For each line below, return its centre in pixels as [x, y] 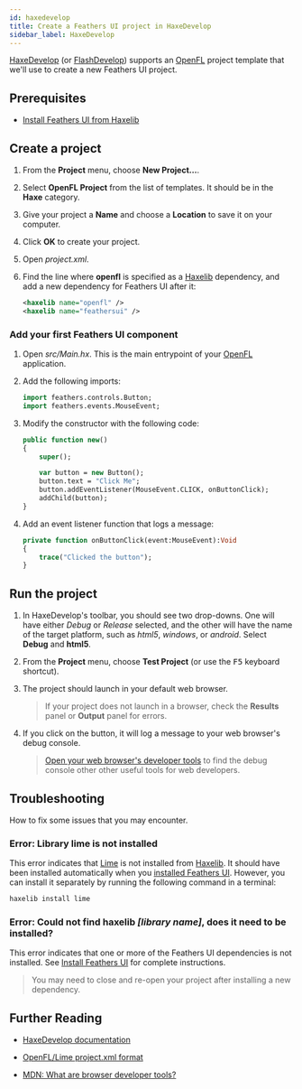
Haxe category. [51, 197]
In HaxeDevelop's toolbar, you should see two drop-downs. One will [148, 616]
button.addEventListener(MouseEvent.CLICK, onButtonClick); [154, 490]
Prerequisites [48, 98]
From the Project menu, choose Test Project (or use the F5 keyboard [151, 662]
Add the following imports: [72, 381]
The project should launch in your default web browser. [125, 689]
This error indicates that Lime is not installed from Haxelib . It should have [145, 863]
